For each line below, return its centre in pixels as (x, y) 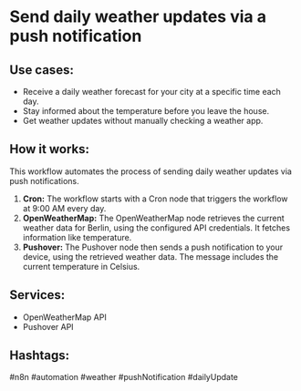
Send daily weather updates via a (138, 17)
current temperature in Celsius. (81, 266)
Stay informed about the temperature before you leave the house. (146, 111)
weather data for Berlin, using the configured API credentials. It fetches (156, 227)
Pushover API (48, 326)
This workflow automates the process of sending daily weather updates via (150, 171)
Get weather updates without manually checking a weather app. (143, 121)
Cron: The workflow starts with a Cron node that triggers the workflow (155, 199)
